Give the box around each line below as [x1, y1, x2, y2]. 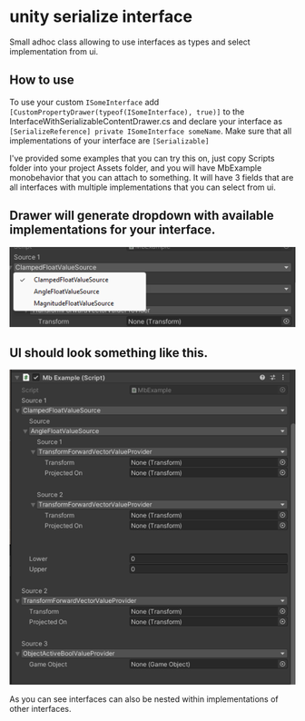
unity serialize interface [9, 6, 193, 27]
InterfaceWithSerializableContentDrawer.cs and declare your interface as [9, 115, 283, 126]
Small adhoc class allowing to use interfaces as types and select [9, 36, 251, 47]
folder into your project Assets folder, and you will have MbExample [9, 162, 262, 173]
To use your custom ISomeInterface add [9, 96, 160, 107]
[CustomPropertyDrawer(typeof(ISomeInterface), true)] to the [9, 106, 245, 117]
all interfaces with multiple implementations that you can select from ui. [9, 182, 277, 193]
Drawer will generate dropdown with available [9, 208, 274, 223]
